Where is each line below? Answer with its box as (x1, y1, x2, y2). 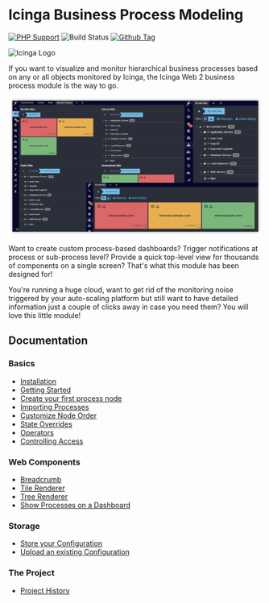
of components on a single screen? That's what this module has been (8, 261, 239, 271)
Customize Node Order (19, 411, 97, 420)
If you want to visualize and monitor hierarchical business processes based (8, 63, 259, 73)
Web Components (8, 456, 81, 468)
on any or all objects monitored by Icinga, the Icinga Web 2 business (8, 72, 235, 81)
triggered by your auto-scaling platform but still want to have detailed (8, 294, 239, 304)
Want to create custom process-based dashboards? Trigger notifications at (8, 244, 259, 254)
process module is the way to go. (8, 81, 119, 90)
